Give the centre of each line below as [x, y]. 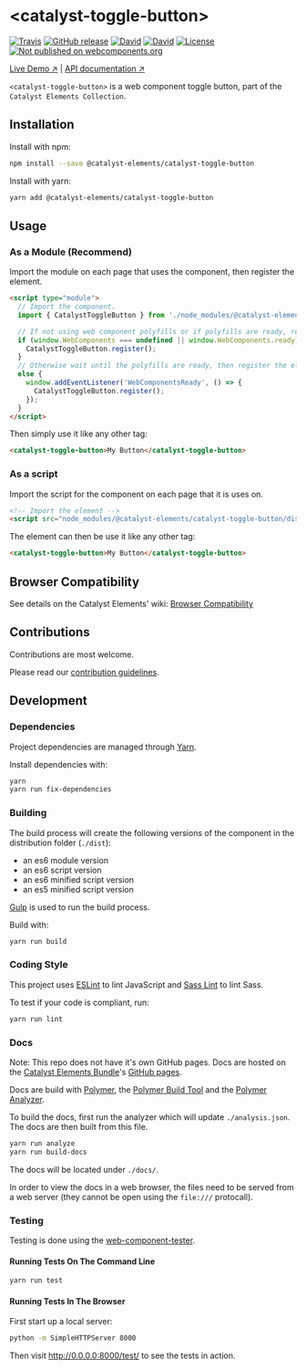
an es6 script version [62, 870]
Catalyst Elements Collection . [68, 96]
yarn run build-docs [49, 1152]
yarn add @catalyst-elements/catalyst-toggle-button [112, 197]
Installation [42, 125]
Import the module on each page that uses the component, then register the [152, 272]
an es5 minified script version [78, 889]
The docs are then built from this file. [79, 1126]
